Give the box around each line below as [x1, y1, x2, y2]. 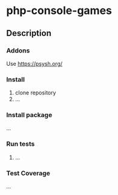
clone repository [15, 89, 56, 96]
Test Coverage [6, 169, 50, 177]
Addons [6, 46, 30, 55]
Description [6, 28, 51, 38]
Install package [6, 111, 53, 119]
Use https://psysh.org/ [6, 60, 63, 67]
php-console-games [6, 4, 112, 18]
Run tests [6, 140, 35, 148]
